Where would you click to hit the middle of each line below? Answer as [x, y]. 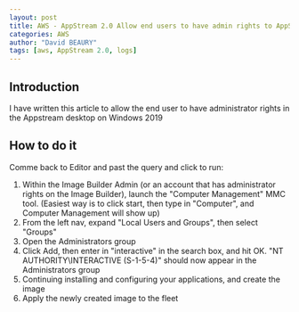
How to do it [43, 146]
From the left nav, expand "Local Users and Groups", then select [140, 222]
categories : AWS [39, 34]
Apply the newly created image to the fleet [100, 298]
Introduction [44, 87]
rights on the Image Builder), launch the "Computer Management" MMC [154, 193]
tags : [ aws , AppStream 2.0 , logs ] [73, 51]
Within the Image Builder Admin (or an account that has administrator [149, 185]
